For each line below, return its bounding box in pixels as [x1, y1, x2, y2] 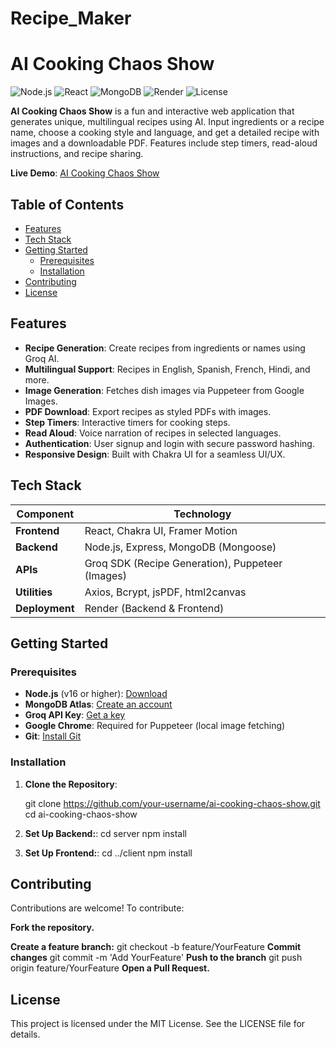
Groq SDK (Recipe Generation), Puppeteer [84, 556, 283, 570]
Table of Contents [10, 196, 125, 213]
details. [10, 1028, 41, 1041]
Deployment [15, 601, 75, 615]
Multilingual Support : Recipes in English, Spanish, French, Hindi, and [24, 363, 311, 375]
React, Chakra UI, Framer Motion [84, 523, 238, 537]
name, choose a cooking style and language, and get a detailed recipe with [10, 127, 320, 139]
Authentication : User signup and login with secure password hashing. [24, 437, 315, 449]
